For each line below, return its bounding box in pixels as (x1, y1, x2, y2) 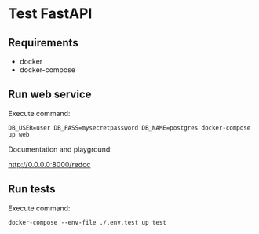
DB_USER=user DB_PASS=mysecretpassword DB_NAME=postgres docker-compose (8, 123, 251, 132)
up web (8, 130, 30, 138)
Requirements (8, 36, 78, 49)
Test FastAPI (8, 5, 93, 23)
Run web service (8, 88, 92, 101)
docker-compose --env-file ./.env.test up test (8, 218, 167, 226)
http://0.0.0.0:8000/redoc (8, 159, 91, 169)
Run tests (8, 182, 56, 196)
